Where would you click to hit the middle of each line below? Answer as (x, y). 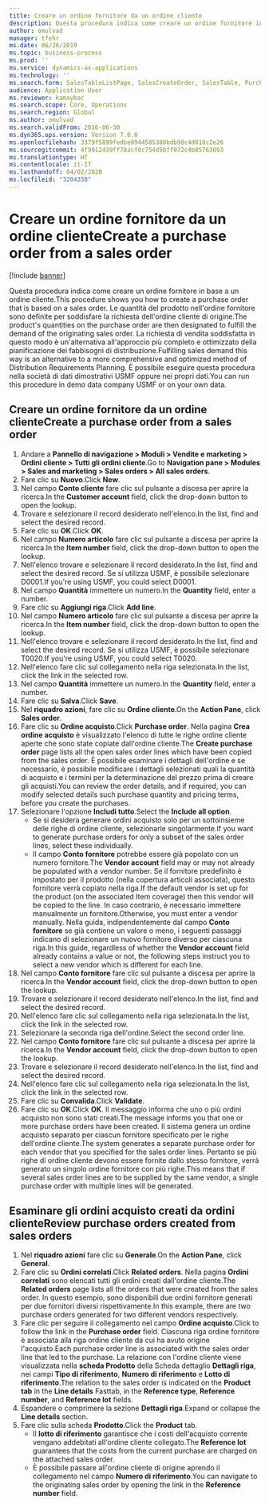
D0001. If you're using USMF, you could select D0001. (108, 581)
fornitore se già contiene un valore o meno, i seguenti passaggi (137, 931)
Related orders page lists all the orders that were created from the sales (139, 1289)
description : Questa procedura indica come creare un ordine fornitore (131, 23)
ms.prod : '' (29, 61)
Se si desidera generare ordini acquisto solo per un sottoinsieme (138, 820)
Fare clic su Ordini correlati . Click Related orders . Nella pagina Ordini (134, 1272)
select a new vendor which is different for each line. (118, 964)
